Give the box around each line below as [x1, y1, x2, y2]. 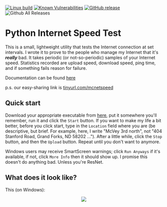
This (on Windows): [5, 187, 45, 193]
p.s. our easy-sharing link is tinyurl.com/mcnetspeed [5, 84, 114, 90]
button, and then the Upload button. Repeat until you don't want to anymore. [5, 139, 161, 145]
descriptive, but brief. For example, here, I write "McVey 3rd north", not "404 [5, 128, 162, 134]
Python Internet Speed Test [5, 27, 121, 39]
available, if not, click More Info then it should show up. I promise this [5, 154, 148, 160]
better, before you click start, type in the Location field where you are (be [5, 123, 156, 129]
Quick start [5, 99, 41, 107]
